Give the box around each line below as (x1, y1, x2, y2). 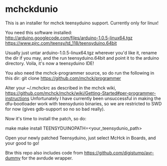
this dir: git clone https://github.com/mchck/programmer (5, 75, 121, 81)
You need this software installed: (5, 29, 72, 35)
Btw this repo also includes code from (5, 150, 83, 156)
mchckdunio (5, 3, 58, 15)
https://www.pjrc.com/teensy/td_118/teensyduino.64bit (5, 40, 117, 46)
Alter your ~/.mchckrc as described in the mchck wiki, (5, 84, 116, 90)
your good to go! (5, 140, 40, 146)
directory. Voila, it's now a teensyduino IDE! (5, 60, 94, 66)
